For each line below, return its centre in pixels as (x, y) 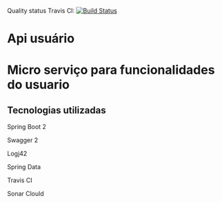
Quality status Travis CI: (41, 11)
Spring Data (24, 167)
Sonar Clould (26, 194)
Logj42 (17, 154)
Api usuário (41, 39)
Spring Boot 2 (27, 127)
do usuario (39, 85)
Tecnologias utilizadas (57, 110)
